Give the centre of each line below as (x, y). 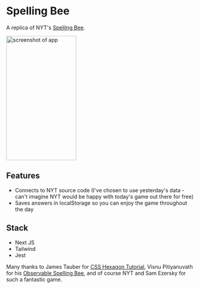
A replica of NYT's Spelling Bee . (46, 27)
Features (23, 176)
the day (24, 209)
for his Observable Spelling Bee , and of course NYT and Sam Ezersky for (96, 273)
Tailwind (25, 248)
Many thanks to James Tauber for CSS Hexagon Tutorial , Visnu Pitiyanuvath (99, 266)
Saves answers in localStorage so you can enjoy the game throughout (101, 203)
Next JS (25, 242)
